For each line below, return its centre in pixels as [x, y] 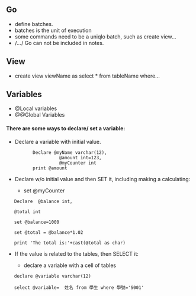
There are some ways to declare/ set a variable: [66, 128]
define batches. [34, 24]
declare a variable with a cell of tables [70, 265]
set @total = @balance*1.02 [49, 232]
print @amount [50, 168]
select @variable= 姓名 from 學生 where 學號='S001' [79, 287]
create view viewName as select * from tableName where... [87, 76]
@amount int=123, [80, 157]
